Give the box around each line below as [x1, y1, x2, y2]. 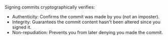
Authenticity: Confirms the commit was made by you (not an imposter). [12, 14, 160, 19]
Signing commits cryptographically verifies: [5, 4, 95, 10]
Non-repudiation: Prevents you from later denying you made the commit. [12, 30, 163, 35]
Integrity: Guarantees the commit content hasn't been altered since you [12, 19, 161, 25]
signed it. [12, 24, 32, 30]
